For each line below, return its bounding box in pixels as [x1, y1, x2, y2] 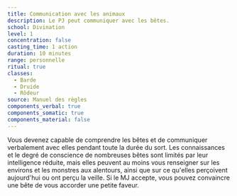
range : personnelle [7, 57, 65, 64]
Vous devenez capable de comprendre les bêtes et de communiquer [7, 136, 208, 144]
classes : [7, 70, 33, 77]
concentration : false [7, 37, 72, 44]
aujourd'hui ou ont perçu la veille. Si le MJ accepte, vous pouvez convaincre [7, 173, 231, 182]
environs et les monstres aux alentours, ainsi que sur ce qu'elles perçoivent [7, 165, 228, 174]
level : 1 [7, 30, 33, 38]
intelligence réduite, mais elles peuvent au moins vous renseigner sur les [7, 158, 220, 167]
